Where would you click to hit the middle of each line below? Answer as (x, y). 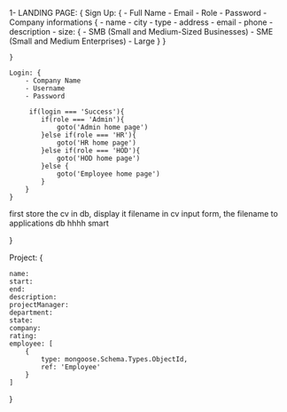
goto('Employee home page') (109, 174)
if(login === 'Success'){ (77, 112)
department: (31, 313)
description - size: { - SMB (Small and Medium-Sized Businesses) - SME (141, 32)
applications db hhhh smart (59, 223)
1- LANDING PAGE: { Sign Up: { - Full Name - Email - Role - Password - (138, 13)
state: (21, 321)
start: (21, 281)
